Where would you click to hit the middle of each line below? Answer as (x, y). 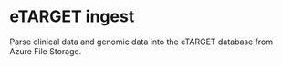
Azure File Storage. (46, 51)
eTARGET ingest (72, 17)
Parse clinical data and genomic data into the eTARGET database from (141, 42)
